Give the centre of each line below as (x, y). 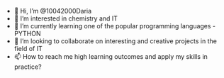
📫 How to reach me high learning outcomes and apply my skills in (111, 56)
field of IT (28, 49)
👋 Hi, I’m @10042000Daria (53, 11)
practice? (28, 67)
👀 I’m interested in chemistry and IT (66, 18)
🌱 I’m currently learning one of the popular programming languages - (115, 26)
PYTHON (27, 33)
